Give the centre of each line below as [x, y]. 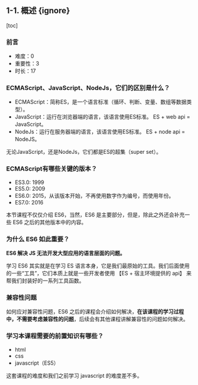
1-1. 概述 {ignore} [38, 11]
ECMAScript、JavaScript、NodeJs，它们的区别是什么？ [88, 88]
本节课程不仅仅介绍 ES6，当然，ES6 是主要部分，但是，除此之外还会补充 [96, 215]
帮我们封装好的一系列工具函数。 [45, 281]
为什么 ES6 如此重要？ [38, 239]
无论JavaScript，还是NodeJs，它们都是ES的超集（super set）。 [84, 152]
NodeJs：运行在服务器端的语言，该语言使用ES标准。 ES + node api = [100, 132]
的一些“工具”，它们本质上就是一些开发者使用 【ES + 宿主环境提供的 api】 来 [99, 273]
